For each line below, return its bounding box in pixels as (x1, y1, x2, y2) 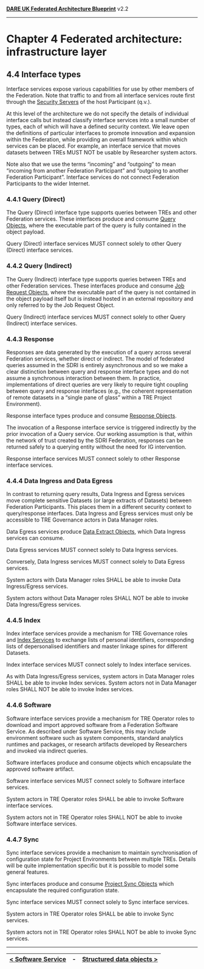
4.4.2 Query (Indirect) (6, 261, 72, 270)
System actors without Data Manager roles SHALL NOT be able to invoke (6, 595, 189, 602)
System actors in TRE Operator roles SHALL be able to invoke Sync (6, 910, 174, 917)
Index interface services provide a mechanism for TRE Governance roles (6, 630, 188, 637)
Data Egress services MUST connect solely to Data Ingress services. (6, 547, 178, 554)
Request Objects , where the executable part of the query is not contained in (6, 288, 196, 295)
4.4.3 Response (6, 334, 54, 343)
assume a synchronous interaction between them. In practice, (6, 374, 161, 382)
